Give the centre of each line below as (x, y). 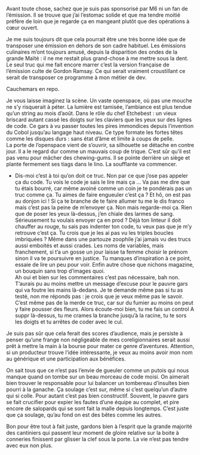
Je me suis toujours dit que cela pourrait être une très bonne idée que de (96, 39)
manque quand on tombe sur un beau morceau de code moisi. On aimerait (98, 377)
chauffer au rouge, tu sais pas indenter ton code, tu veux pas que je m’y (103, 226)
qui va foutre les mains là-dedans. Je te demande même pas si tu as (99, 290)
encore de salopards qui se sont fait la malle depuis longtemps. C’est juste (98, 408)
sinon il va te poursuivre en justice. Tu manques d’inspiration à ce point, (103, 258)
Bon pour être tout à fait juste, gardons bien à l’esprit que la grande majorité (99, 426)
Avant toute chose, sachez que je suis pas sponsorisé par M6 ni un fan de (97, 9)
